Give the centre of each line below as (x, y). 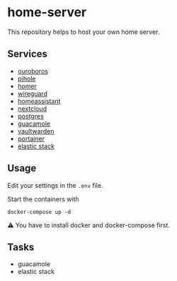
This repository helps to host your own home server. (84, 32)
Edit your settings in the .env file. (55, 185)
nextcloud (32, 108)
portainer (31, 138)
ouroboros (33, 71)
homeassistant (39, 101)
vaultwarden (36, 131)
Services (28, 54)
